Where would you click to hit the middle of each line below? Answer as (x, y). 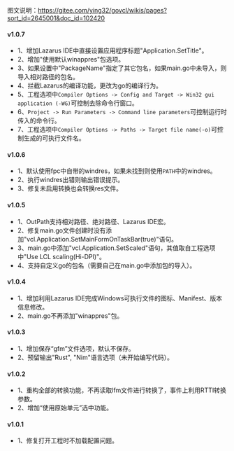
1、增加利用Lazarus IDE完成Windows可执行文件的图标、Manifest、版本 (120, 298)
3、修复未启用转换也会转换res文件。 (70, 188)
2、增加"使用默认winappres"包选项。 (71, 60)
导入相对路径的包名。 (48, 77)
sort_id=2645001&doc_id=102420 (56, 18)
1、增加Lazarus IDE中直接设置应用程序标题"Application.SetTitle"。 (112, 50)
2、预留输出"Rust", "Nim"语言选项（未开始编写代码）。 (95, 358)
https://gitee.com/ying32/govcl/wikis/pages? (103, 10)
